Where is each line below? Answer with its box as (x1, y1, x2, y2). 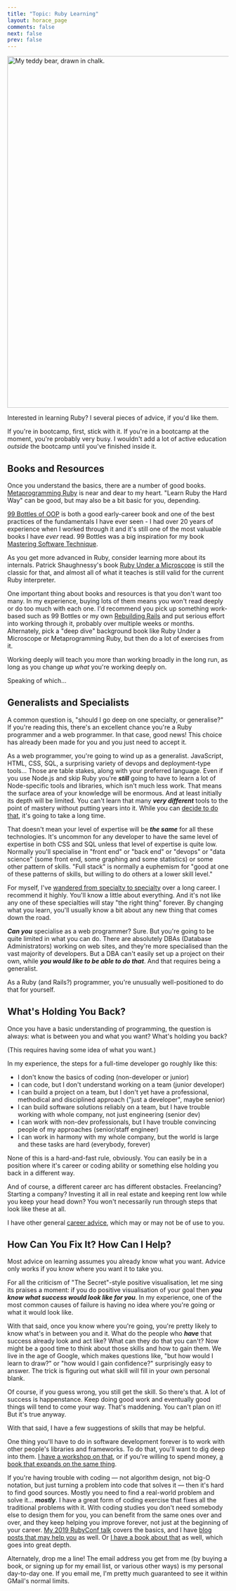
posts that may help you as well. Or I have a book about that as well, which (7, 1533, 223, 1542)
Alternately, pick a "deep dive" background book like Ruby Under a (7, 627, 201, 635)
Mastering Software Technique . (7, 539, 98, 548)
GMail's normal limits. (7, 1577, 70, 1585)
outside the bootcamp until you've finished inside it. (7, 442, 157, 451)
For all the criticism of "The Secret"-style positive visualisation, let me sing (7, 1278, 223, 1287)
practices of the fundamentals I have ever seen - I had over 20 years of (7, 517, 214, 525)
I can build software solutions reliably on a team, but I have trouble (17, 1102, 211, 1111)
